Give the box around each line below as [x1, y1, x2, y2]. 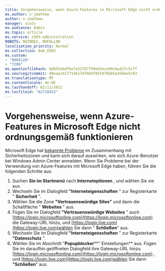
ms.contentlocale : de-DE [5, 80, 56, 85]
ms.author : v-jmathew [5, 12, 50, 17]
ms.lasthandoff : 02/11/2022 [5, 84, 63, 90]
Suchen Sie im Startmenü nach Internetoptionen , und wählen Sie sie [12, 178, 154, 184]
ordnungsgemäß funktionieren [5, 131, 134, 142]
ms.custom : [5, 53, 27, 58]
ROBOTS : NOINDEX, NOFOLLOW [5, 39, 60, 44]
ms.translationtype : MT [5, 76, 54, 81]
